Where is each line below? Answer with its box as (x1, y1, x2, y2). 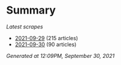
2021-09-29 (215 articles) (14, 34, 78, 41)
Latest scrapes (6, 23, 43, 30)
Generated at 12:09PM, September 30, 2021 (6, 52, 115, 59)
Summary (6, 4, 56, 17)
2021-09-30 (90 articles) (14, 41, 77, 48)
